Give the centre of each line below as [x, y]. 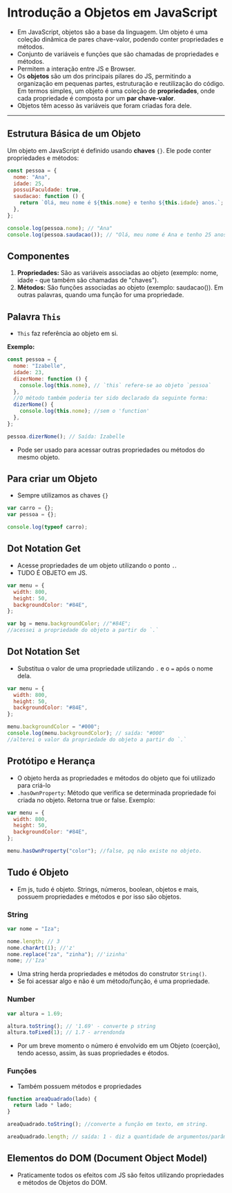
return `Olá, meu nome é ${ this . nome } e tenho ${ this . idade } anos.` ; [122, 203]
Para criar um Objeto [52, 479]
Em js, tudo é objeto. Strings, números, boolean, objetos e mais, [108, 889]
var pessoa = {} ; [32, 515]
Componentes [39, 256]
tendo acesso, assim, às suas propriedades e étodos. [93, 1053]
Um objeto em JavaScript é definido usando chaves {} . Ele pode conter [109, 150]
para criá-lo [34, 785]
